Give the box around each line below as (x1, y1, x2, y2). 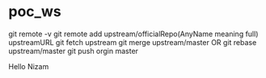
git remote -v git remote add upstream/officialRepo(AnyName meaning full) (8, 29, 259, 39)
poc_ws (8, 2, 62, 21)
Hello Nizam (8, 61, 49, 71)
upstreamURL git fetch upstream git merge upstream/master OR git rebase (8, 37, 257, 47)
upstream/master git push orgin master (8, 46, 139, 55)
